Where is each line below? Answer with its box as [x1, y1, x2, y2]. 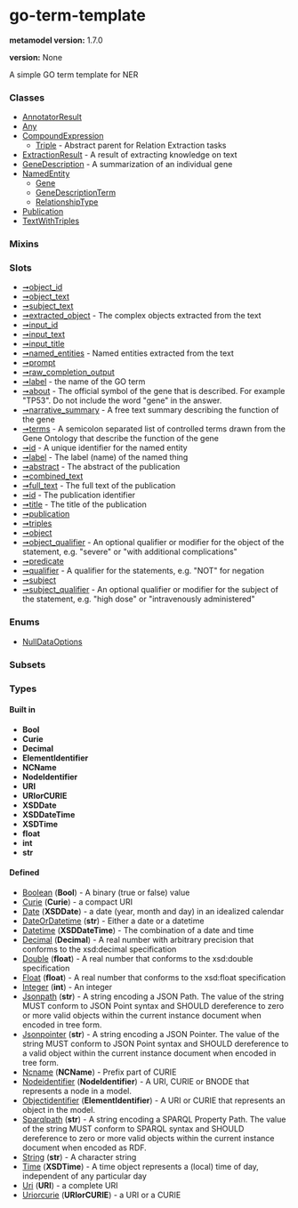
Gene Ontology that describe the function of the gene [21, 433, 220, 444]
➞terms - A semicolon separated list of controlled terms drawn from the [21, 423, 286, 434]
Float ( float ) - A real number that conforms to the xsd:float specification [21, 972, 286, 983]
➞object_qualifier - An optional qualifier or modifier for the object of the [21, 537, 285, 548]
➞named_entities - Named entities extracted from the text [21, 348, 234, 358]
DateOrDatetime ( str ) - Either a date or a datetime [21, 915, 205, 926]
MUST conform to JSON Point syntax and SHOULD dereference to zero [21, 1001, 285, 1011]
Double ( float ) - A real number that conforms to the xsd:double [21, 954, 254, 963]
